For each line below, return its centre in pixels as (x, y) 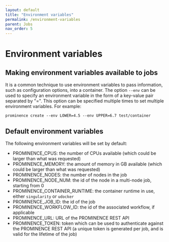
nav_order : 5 (19, 29)
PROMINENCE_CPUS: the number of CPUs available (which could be (84, 153)
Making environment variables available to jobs (82, 72)
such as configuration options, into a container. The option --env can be (80, 90)
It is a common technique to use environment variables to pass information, (84, 85)
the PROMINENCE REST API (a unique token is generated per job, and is (88, 228)
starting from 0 (28, 185)
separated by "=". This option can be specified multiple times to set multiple (84, 101)
